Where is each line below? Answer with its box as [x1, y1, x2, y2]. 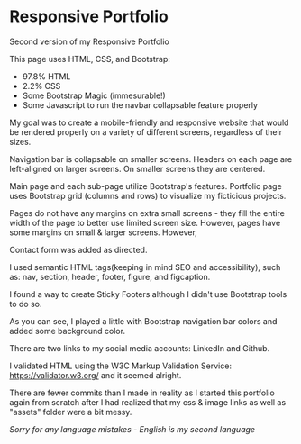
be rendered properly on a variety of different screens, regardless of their [9, 126, 282, 137]
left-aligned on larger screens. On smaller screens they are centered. [9, 163, 266, 174]
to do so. [9, 298, 42, 309]
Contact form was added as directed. [9, 244, 148, 255]
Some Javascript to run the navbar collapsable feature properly [22, 99, 259, 110]
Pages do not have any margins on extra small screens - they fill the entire [9, 207, 286, 218]
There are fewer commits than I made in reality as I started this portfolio [9, 387, 275, 398]
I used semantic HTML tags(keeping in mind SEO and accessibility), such [9, 261, 281, 272]
